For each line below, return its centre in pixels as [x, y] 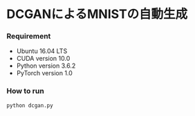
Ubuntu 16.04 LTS [42, 51]
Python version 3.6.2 [46, 66]
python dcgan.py [30, 105]
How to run [25, 91]
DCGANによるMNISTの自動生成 [97, 14]
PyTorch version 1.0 [45, 73]
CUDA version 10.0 [43, 59]
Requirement [29, 37]
